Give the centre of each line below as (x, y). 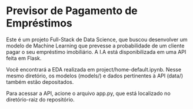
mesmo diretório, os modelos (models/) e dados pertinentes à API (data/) (95, 76)
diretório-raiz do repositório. (40, 99)
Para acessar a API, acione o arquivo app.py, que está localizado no (88, 93)
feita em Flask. (24, 58)
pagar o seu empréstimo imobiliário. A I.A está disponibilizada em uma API (96, 52)
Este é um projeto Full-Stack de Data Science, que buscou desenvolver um (97, 39)
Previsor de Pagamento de (72, 11)
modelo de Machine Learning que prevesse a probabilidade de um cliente (95, 46)
